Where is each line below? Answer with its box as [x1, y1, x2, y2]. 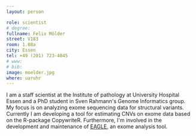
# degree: [6, 25, 31, 31]
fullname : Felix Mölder [6, 30, 66, 36]
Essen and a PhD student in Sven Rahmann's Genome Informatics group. [6, 98, 186, 105]
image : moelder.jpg [6, 69, 55, 75]
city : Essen [6, 47, 36, 54]
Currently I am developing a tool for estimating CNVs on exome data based [6, 110, 191, 118]
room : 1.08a [6, 42, 36, 48]
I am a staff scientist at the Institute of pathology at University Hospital [6, 91, 179, 98]
